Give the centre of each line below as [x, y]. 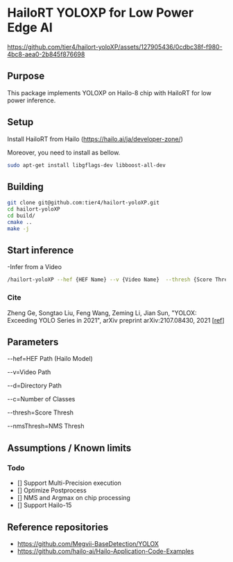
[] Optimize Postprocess [52, 490]
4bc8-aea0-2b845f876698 [46, 54]
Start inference [41, 251]
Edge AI [30, 27]
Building [25, 187]
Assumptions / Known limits [69, 448]
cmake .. [20, 222]
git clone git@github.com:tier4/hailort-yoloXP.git [83, 203]
